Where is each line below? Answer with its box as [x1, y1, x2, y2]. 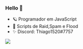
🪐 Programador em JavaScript [12, 16, 77, 22]
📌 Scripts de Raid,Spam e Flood [12, 23, 78, 29]
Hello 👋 [5, 4, 23, 11]
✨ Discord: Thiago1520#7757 [12, 28, 73, 34]
